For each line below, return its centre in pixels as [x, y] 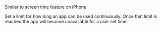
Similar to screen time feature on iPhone [46, 7]
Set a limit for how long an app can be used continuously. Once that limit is [81, 16]
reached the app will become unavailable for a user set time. [66, 22]
